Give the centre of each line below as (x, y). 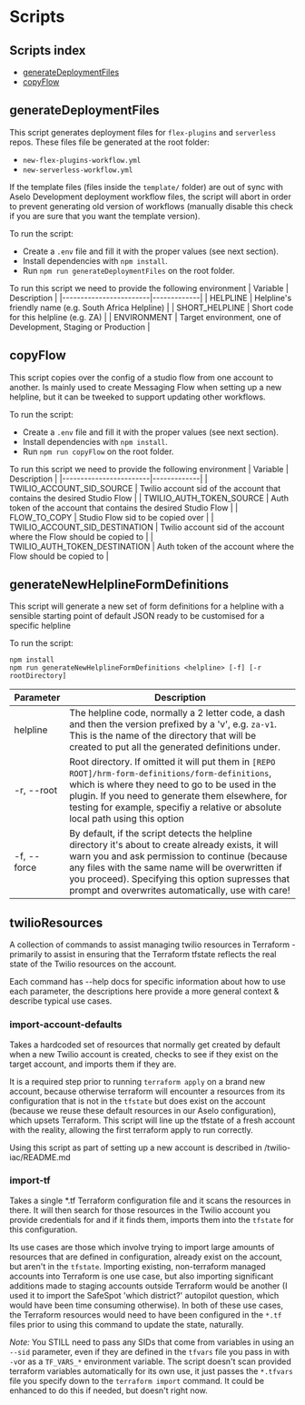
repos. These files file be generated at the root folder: (110, 142)
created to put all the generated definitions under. (175, 747)
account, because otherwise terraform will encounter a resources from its (148, 1091)
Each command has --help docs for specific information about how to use (148, 982)
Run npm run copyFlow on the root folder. (98, 451)
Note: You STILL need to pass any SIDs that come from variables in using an (152, 1342)
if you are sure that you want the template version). (105, 216)
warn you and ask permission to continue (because (178, 856)
